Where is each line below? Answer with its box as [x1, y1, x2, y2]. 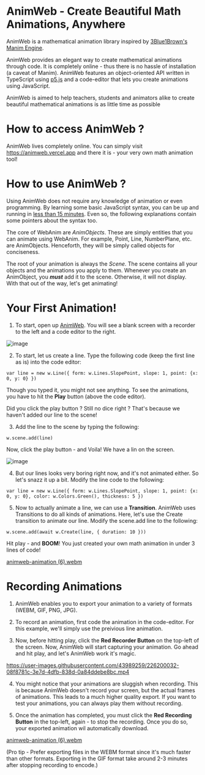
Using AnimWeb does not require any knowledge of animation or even [6, 197, 183, 204]
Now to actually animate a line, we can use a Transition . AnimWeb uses [15, 504, 196, 511]
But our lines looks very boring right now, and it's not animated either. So [15, 469, 199, 477]
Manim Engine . [6, 44, 44, 52]
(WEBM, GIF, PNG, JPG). [15, 606, 78, 614]
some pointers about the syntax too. [6, 217, 98, 224]
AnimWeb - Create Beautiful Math [6, 4, 182, 18]
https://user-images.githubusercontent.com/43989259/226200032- [6, 661, 179, 669]
